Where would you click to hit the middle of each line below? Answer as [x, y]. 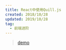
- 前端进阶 [19, 28]
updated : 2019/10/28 [27, 19]
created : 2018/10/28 [27, 14]
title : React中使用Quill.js [33, 10]
